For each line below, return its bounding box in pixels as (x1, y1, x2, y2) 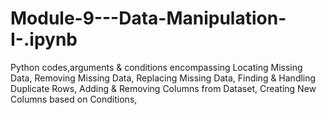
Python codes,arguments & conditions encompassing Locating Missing (10, 61, 303, 73)
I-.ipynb (10, 28, 78, 51)
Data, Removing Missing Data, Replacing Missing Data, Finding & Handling (10, 72, 317, 84)
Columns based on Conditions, (10, 93, 138, 105)
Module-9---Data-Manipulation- (10, 7, 287, 30)
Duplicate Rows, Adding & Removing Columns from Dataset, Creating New (10, 82, 317, 94)
